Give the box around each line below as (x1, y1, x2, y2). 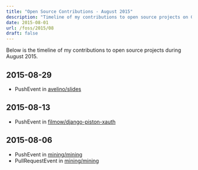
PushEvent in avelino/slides (14, 85, 81, 92)
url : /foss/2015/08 (6, 25, 54, 31)
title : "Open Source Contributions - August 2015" (6, 8, 133, 15)
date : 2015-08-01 (6, 19, 49, 25)
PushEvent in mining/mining (14, 151, 82, 158)
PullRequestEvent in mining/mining (14, 157, 99, 164)
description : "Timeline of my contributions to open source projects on (6, 14, 189, 20)
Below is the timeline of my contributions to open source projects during (6, 46, 181, 54)
